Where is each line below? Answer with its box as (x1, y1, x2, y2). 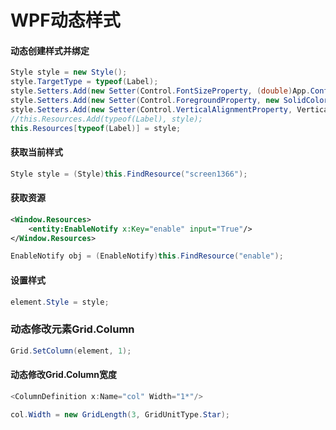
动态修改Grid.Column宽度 (10, 369, 117, 381)
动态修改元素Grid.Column (10, 322, 135, 336)
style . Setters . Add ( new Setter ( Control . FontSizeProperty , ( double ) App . (10, 86, 311, 96)
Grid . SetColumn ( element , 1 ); (10, 346, 132, 356)
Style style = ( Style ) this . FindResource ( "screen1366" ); (10, 169, 248, 179)
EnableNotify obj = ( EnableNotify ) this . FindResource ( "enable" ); (10, 251, 284, 261)
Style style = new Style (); (10, 67, 128, 78)
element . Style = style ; (10, 297, 110, 307)
